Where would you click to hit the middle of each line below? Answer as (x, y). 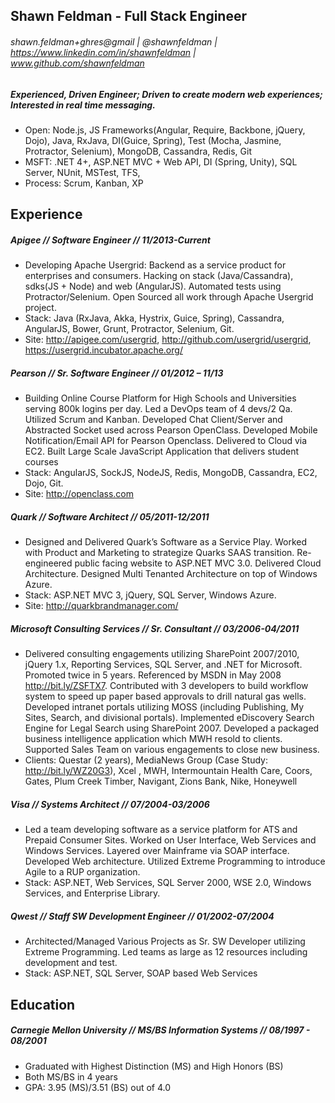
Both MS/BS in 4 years (71, 1076)
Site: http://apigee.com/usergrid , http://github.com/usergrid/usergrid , (168, 340)
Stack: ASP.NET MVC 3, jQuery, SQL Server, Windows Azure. (150, 595)
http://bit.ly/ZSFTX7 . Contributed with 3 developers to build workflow (166, 686)
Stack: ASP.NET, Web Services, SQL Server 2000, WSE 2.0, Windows (168, 883)
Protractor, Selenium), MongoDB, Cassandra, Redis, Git (138, 151)
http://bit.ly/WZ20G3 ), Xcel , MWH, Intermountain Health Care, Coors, (168, 771)
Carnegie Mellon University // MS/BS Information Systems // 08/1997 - (160, 1030)
